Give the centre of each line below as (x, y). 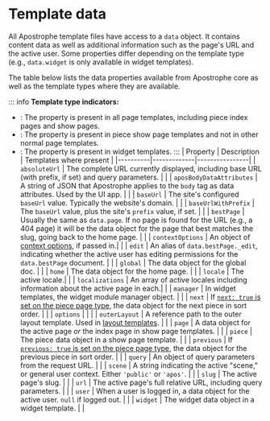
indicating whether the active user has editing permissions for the (129, 254)
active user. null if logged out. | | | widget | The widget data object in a (137, 399)
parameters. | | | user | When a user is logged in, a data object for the (135, 390)
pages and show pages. (60, 126)
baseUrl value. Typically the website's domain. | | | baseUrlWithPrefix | (137, 203)
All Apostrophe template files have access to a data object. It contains (124, 36)
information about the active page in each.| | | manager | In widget (128, 288)
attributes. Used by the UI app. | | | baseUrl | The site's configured (129, 194)
